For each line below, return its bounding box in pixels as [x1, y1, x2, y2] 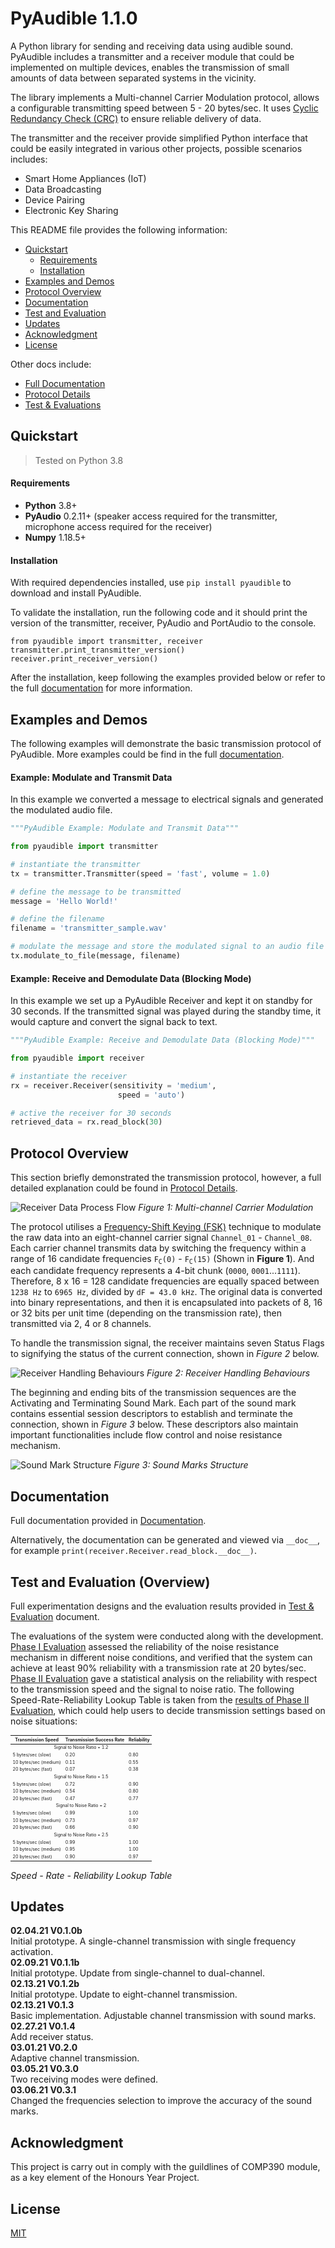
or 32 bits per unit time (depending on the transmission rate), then [10, 1307, 282, 1319]
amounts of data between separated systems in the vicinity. [10, 72, 257, 84]
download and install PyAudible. [10, 587, 142, 599]
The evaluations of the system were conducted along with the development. [10, 1630, 324, 1642]
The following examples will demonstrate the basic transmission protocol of [10, 737, 322, 749]
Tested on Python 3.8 [34, 454, 124, 466]
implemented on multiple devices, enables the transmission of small [10, 61, 290, 73]
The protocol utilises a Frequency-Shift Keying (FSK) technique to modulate [10, 1221, 322, 1233]
